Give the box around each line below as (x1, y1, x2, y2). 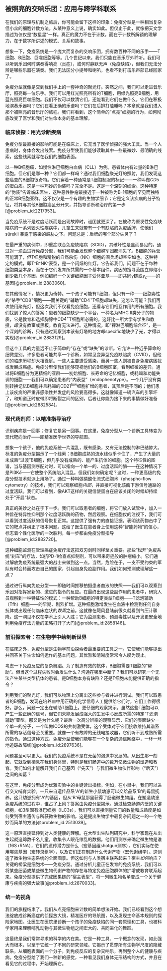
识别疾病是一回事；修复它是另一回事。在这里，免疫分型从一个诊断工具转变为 (5, 428, 162, 434)
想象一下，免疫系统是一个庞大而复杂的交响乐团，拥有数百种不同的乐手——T (5, 48, 161, 54)
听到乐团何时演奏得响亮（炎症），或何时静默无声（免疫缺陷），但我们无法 (9, 60, 158, 66)
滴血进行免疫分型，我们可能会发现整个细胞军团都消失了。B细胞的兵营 (18, 248, 161, 254)
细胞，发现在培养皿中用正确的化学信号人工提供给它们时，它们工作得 (16, 698, 157, 704)
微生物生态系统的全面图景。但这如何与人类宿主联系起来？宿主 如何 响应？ (13, 855, 162, 861)
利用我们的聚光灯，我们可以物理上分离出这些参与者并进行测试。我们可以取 (5, 692, 158, 698)
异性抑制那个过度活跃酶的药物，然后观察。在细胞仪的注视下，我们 (22, 511, 158, 517)
